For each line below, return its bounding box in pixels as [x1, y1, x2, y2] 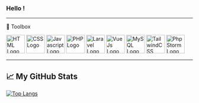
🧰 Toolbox [6, 23, 31, 30]
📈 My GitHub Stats [6, 71, 78, 81]
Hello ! [6, 4, 25, 12]
